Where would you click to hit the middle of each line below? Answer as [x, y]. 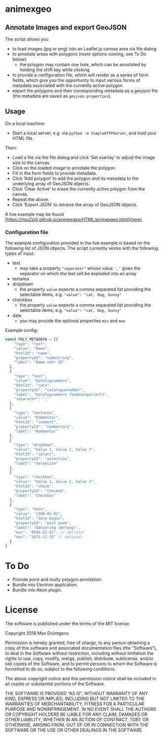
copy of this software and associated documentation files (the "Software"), [81, 648]
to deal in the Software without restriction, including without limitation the [79, 654]
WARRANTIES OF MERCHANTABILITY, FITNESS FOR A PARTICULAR [75, 704]
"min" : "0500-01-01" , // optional [49, 532]
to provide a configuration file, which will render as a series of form [80, 75]
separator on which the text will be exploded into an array [78, 274]
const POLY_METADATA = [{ [32, 339]
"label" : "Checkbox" [35, 495]
